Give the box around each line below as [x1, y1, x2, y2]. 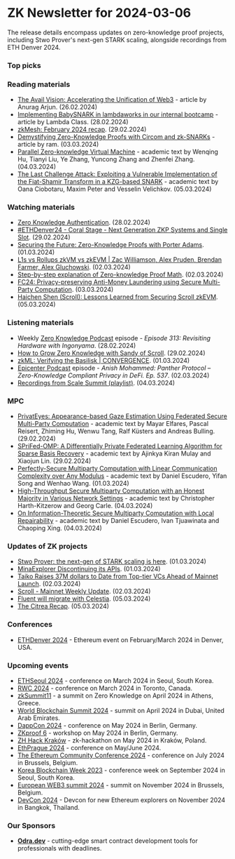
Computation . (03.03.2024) [34, 286, 114, 294]
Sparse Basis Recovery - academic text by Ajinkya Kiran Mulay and [17, 449, 211, 458]
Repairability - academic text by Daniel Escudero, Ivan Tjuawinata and [17, 517, 220, 525]
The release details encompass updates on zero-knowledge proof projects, [7, 28, 225, 36]
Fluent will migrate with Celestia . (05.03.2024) [17, 594, 151, 603]
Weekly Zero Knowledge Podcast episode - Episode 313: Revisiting [17, 333, 211, 342]
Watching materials [7, 202, 76, 212]
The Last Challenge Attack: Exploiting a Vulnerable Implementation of [17, 170, 218, 178]
